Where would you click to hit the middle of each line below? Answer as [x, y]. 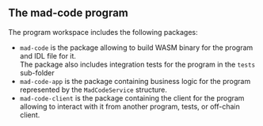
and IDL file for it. [48, 55]
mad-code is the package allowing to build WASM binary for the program [136, 48]
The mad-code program [69, 13]
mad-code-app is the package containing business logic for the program [135, 81]
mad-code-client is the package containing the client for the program [132, 97]
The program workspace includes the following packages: [103, 32]
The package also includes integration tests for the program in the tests [137, 64]
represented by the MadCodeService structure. [93, 90]
